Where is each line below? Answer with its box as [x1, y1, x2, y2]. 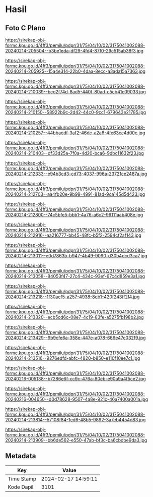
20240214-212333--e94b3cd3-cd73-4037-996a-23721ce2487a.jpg [5, 171, 147, 177]
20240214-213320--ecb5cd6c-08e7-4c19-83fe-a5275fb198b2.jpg [5, 314, 144, 320]
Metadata [5, 452, 36, 460]
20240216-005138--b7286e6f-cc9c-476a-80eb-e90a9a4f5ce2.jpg [5, 376, 146, 381]
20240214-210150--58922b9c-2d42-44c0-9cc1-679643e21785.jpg [5, 109, 146, 115]
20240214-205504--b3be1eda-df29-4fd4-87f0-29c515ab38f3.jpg [5, 48, 143, 53]
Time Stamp [8, 475, 37, 482]
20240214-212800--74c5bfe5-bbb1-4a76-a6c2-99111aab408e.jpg [5, 212, 143, 217]
